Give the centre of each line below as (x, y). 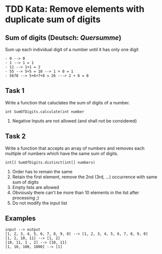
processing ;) (26, 197)
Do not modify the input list (40, 203)
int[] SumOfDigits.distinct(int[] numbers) (50, 162)
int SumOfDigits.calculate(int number (45, 112)
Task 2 (15, 136)
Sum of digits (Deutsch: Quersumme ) (63, 38)
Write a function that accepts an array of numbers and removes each (75, 148)
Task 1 (15, 91)
